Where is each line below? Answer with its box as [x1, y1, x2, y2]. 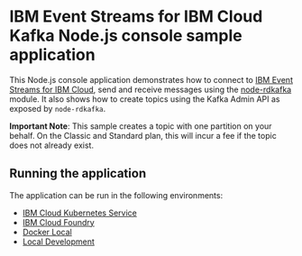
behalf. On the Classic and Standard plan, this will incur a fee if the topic [9, 130, 277, 141]
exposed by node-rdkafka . [9, 103, 106, 114]
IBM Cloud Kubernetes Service [22, 207, 137, 218]
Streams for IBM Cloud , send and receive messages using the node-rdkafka [9, 84, 292, 95]
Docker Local [22, 226, 72, 237]
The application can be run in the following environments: [9, 189, 224, 200]
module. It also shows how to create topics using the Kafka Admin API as [9, 93, 280, 105]
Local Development [22, 236, 95, 247]
